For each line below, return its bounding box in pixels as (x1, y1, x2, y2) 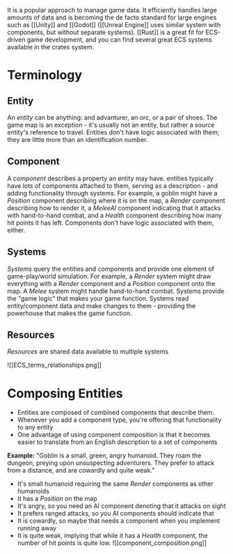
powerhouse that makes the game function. (7, 309, 132, 317)
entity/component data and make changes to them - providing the (7, 301, 196, 310)
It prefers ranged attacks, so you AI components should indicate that (17, 509, 214, 518)
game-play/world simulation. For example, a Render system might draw (7, 271, 211, 280)
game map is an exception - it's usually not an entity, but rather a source (7, 121, 215, 129)
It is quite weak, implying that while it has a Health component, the (17, 532, 208, 540)
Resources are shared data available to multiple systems (7, 347, 169, 356)
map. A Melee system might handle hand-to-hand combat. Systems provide (7, 287, 225, 295)
